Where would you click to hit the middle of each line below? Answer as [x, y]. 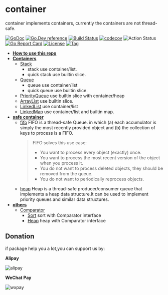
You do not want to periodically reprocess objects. [92, 179]
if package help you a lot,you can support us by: [55, 248]
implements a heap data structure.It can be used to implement [84, 194]
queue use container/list [52, 85]
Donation [20, 236]
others [20, 204]
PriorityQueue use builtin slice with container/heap [72, 96]
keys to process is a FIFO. [47, 133]
